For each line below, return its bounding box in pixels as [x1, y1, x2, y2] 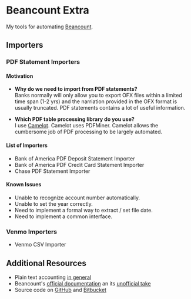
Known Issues [6, 181, 42, 188]
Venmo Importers [6, 228, 58, 236]
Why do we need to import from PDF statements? [14, 86, 138, 93]
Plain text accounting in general [14, 274, 92, 281]
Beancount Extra [6, 4, 89, 17]
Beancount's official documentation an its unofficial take [14, 280, 151, 287]
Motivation [6, 72, 33, 80]
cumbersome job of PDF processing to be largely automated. [14, 128, 163, 136]
